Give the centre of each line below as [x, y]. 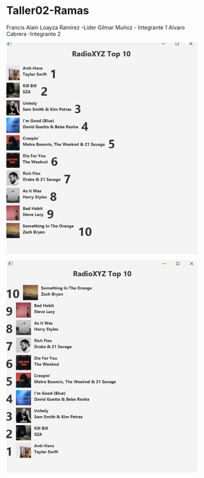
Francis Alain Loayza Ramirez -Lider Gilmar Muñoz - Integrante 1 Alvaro [96, 27]
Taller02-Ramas [48, 11]
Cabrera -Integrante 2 [34, 33]
